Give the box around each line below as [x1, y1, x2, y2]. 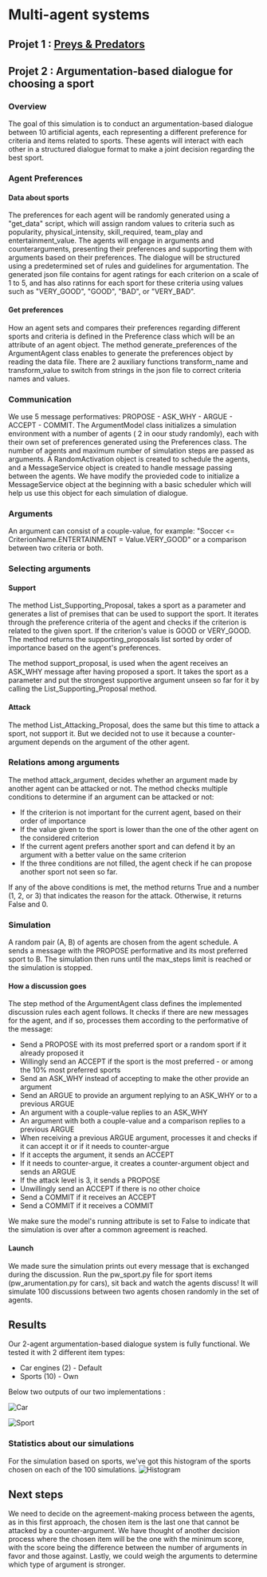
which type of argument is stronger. [8, 1559, 126, 1570]
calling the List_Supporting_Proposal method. [8, 684, 157, 694]
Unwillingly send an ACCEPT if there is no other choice [19, 1184, 201, 1194]
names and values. [8, 374, 70, 383]
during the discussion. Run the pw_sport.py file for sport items [8, 1270, 213, 1279]
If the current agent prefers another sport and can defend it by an [19, 841, 235, 851]
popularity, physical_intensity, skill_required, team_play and [8, 228, 203, 237]
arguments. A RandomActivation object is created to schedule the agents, [8, 454, 250, 464]
